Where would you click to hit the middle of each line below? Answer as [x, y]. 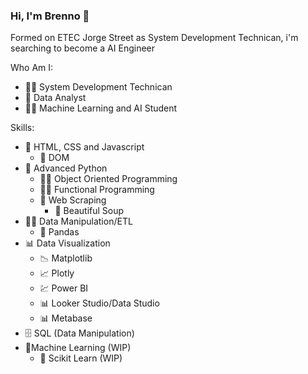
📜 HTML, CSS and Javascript [84, 147]
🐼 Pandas [59, 232]
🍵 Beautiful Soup [89, 211]
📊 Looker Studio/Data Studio [99, 303]
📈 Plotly [57, 273]
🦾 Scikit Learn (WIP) [81, 358]
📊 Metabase [66, 318]
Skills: [22, 128]
